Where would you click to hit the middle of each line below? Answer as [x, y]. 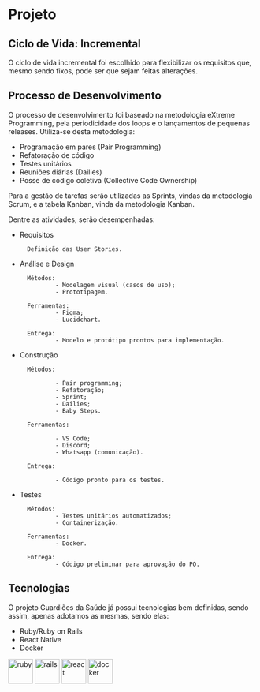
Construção [39, 355]
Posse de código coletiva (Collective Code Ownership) [108, 180]
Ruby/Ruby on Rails [51, 631]
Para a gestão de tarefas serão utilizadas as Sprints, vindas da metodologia [130, 196]
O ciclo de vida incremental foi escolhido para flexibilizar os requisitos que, [130, 62]
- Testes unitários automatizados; [113, 516]
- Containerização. [87, 522]
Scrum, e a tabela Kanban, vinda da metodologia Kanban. [101, 204]
